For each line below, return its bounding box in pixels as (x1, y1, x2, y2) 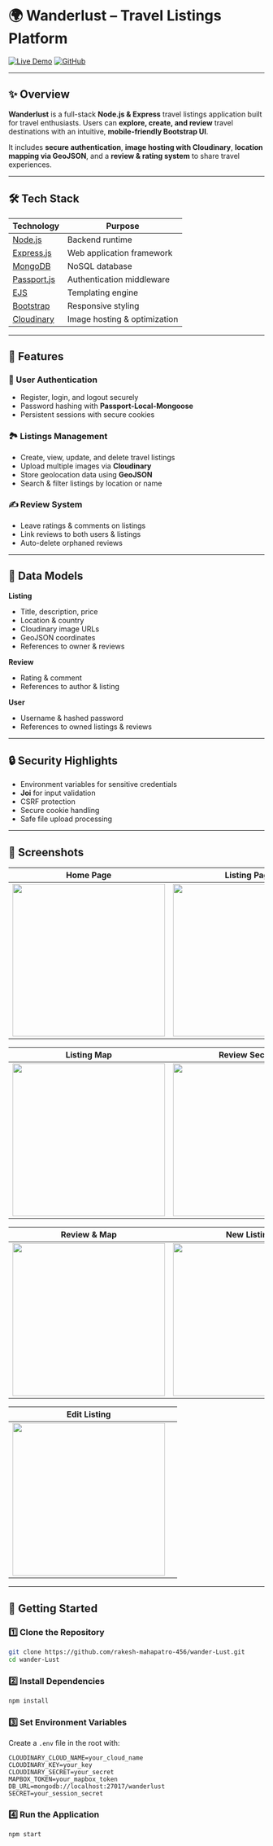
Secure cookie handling (19, 806, 100, 815)
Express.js (12, 247, 52, 258)
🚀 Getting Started (8, 1602, 98, 1615)
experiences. (8, 160, 53, 169)
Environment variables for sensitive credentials (19, 780, 177, 789)
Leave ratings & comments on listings (19, 521, 146, 530)
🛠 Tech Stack (8, 192, 80, 206)
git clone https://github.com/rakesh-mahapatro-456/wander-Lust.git (8, 1647, 245, 1656)
